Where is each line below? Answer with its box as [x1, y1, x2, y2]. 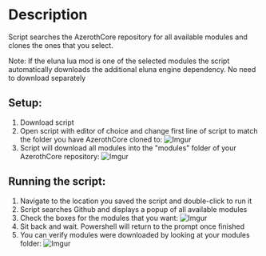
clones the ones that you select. [8, 40, 113, 50]
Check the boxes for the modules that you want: [19, 213, 178, 222]
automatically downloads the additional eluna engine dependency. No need [8, 64, 256, 74]
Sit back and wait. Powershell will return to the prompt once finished [19, 222, 245, 231]
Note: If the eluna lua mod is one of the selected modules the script [8, 56, 230, 66]
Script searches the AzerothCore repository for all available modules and [8, 32, 248, 42]
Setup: [8, 96, 42, 110]
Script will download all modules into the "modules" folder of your [19, 142, 237, 153]
